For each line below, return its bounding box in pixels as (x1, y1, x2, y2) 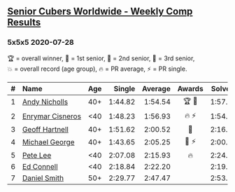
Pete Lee (22, 150, 52, 160)
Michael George (22, 137, 75, 147)
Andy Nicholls (22, 97, 69, 107)
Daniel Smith (22, 173, 64, 183)
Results (7, 17, 41, 29)
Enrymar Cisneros (22, 111, 82, 121)
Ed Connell (22, 161, 58, 171)
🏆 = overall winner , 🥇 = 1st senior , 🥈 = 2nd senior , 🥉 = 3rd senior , (7, 54, 195, 62)
